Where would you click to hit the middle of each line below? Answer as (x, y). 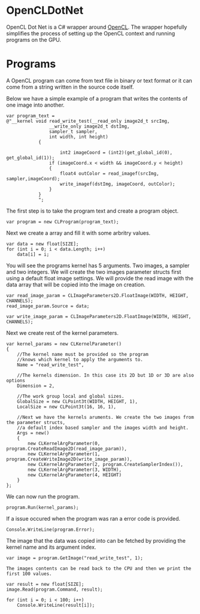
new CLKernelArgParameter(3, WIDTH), (75, 470)
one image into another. (35, 105)
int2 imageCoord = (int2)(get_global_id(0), (116, 152)
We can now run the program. (43, 496)
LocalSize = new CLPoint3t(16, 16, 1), (67, 407)
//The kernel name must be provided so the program (83, 354)
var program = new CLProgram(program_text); (63, 222)
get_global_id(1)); (31, 158)
